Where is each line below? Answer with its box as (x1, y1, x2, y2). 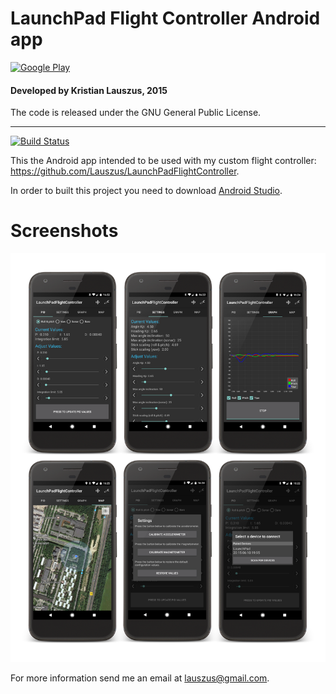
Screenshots (10, 220, 119, 242)
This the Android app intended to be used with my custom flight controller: (10, 155, 317, 167)
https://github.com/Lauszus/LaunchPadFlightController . (10, 165, 240, 177)
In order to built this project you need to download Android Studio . (10, 185, 283, 197)
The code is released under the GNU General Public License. (10, 107, 262, 119)
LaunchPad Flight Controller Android (10, 7, 321, 30)
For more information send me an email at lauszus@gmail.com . (10, 672, 270, 684)
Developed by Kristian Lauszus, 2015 (10, 84, 168, 96)
